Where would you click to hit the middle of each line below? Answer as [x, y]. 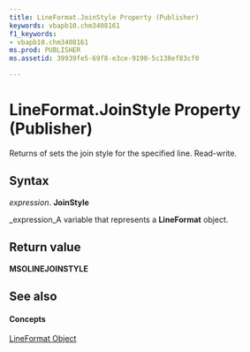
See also [33, 296]
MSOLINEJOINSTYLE [49, 268]
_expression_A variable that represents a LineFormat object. [119, 219]
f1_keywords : [33, 34]
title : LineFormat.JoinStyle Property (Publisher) [104, 17]
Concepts [27, 318]
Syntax [29, 181]
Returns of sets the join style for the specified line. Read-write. [123, 153]
